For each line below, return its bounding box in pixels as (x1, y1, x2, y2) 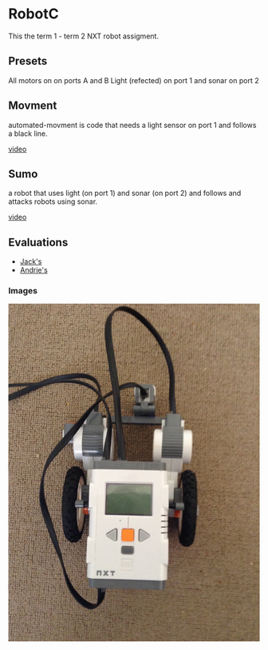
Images (8, 285, 38, 297)
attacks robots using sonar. (8, 197, 98, 206)
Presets (8, 54, 48, 68)
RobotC (8, 5, 60, 23)
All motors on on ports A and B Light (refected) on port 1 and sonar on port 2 (8, 75, 259, 85)
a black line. (8, 129, 48, 138)
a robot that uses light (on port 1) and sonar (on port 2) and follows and (8, 189, 242, 198)
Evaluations (8, 235, 69, 249)
